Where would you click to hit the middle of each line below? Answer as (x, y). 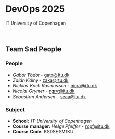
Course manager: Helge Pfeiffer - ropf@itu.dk (61, 126)
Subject (15, 109)
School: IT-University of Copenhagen (52, 121)
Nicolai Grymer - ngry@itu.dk (44, 91)
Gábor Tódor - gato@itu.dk (41, 75)
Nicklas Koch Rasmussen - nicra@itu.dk (55, 85)
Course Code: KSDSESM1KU (43, 131)
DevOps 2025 (35, 9)
